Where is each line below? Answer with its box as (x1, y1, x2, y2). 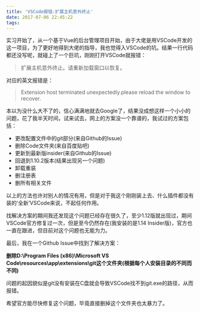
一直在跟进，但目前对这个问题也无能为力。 (6, 227, 111, 234)
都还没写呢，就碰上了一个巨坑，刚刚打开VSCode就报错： (6, 52, 146, 59)
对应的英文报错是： (6, 77, 54, 84)
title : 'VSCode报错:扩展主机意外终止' (6, 8, 93, 15)
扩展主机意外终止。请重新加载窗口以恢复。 (20, 64, 126, 71)
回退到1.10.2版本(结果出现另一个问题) (14, 157, 105, 164)
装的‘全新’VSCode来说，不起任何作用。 (6, 200, 102, 207)
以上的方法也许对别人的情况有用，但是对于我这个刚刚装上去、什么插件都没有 (6, 192, 194, 199)
